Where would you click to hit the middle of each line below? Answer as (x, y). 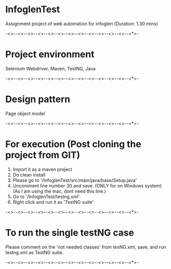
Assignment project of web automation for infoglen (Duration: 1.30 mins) (82, 24)
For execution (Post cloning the (73, 144)
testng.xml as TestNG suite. (34, 252)
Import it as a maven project (42, 169)
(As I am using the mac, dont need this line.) (59, 191)
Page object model (25, 113)
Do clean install (29, 175)
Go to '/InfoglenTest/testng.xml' (46, 197)
